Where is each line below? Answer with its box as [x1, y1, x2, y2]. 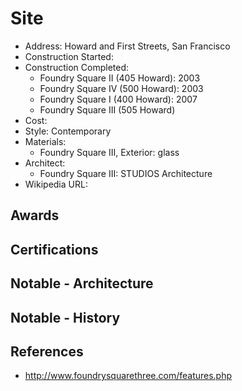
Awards [10, 207, 60, 224]
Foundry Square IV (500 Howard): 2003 [39, 82, 204, 94]
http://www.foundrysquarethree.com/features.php [24, 370, 233, 382]
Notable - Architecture [10, 275, 154, 292]
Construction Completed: [24, 61, 130, 73]
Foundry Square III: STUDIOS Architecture [39, 167, 213, 179]
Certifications [10, 241, 99, 258]
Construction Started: [24, 50, 114, 62]
